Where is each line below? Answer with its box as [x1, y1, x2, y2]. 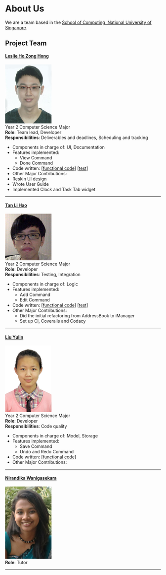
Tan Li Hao [5, 202, 27, 209]
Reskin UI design [12, 176, 47, 182]
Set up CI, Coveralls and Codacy [19, 318, 86, 324]
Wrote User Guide [12, 181, 49, 187]
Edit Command [19, 297, 50, 303]
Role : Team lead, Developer [5, 129, 62, 135]
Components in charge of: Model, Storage [12, 432, 98, 438]
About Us [5, 3, 44, 14]
